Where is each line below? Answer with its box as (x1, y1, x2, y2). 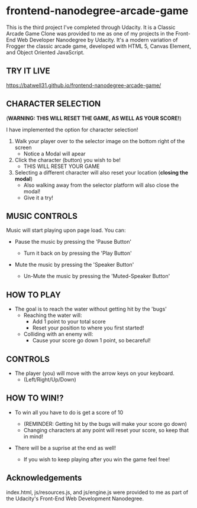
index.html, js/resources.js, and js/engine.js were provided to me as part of (6, 488, 188, 496)
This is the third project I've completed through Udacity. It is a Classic (6, 24, 176, 31)
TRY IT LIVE (6, 66, 50, 76)
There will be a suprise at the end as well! (14, 444, 117, 451)
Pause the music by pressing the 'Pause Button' (14, 238, 132, 245)
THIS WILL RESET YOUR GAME (23, 163, 100, 170)
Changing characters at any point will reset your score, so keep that (23, 426, 189, 433)
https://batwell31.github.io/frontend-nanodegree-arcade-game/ (6, 82, 162, 89)
